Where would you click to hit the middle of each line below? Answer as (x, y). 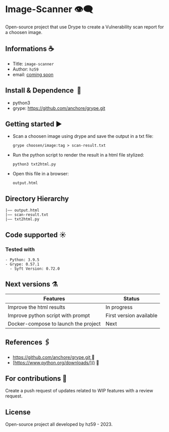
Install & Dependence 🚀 (44, 91)
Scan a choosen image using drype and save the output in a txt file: (83, 136)
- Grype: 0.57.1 (22, 264)
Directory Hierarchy (37, 198)
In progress (119, 307)
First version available (132, 315)
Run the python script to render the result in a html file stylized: (78, 155)
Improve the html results (37, 307)
